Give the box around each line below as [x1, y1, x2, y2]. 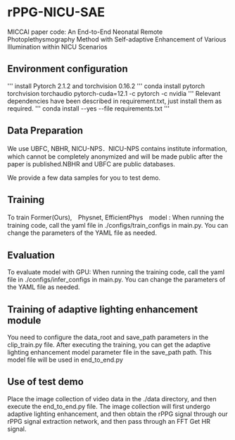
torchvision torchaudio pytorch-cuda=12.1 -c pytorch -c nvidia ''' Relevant [7, 89, 221, 97]
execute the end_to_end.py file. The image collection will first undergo [7, 402, 211, 410]
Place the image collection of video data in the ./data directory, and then [7, 394, 217, 403]
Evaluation [7, 249, 55, 261]
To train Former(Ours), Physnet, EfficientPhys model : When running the [7, 213, 224, 222]
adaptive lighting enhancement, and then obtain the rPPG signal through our [7, 410, 228, 418]
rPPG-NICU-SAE [7, 4, 106, 20]
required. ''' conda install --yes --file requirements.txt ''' [7, 104, 170, 113]
